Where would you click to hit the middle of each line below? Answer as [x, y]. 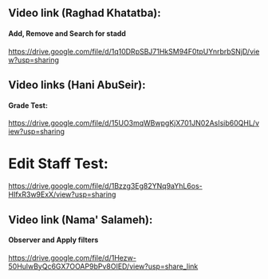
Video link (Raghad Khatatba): [85, 13]
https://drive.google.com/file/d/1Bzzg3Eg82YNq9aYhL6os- [105, 186]
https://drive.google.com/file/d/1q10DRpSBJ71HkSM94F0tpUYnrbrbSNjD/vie [134, 51]
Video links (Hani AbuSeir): [77, 84]
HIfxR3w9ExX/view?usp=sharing [62, 194]
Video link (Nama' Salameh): [81, 219]
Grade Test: [28, 105]
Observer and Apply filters [53, 240]
